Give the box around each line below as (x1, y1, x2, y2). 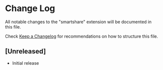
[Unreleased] (5, 47, 46, 56)
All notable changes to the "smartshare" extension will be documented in (5, 19, 152, 25)
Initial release (12, 60, 39, 66)
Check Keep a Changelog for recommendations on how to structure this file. (5, 33, 159, 39)
